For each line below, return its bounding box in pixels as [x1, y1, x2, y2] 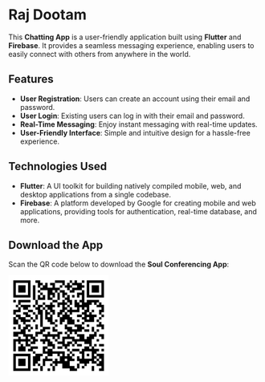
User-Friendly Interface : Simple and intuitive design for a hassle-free [19, 128, 251, 137]
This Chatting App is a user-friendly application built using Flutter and [8, 32, 242, 42]
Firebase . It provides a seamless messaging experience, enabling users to [8, 40, 255, 50]
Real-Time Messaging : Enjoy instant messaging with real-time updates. [19, 119, 259, 129]
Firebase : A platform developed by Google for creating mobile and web [19, 198, 256, 208]
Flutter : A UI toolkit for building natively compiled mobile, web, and [19, 181, 242, 190]
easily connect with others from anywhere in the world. [8, 49, 191, 59]
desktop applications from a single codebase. [19, 189, 171, 199]
